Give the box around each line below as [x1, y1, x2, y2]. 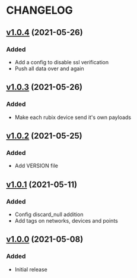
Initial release [14, 265, 47, 273]
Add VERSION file [14, 162, 58, 170]
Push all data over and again [14, 65, 84, 72]
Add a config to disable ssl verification [14, 58, 109, 65]
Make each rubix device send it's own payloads [14, 114, 132, 121]
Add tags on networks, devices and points [14, 217, 119, 224]
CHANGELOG [6, 4, 73, 17]
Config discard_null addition [14, 211, 84, 218]
